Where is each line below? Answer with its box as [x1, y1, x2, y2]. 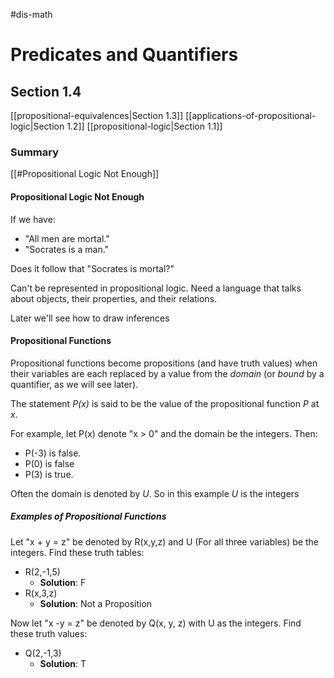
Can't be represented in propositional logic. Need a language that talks [10, 282, 302, 294]
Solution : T [39, 657, 87, 669]
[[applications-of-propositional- [185, 110, 317, 121]
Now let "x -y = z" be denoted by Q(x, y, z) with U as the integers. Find [10, 617, 302, 629]
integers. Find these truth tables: [10, 546, 145, 558]
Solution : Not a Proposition [39, 597, 153, 609]
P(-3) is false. [24, 447, 82, 459]
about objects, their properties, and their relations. [10, 292, 218, 304]
